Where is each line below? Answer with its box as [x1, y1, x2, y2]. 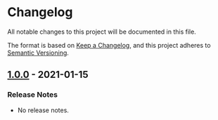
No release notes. [17, 106, 69, 114]
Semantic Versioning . [7, 48, 69, 57]
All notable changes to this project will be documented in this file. [7, 27, 197, 36]
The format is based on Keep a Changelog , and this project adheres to [7, 41, 211, 49]
